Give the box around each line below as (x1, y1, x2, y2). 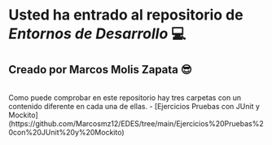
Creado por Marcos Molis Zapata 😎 (8, 63, 193, 77)
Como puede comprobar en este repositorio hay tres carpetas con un (8, 93, 242, 103)
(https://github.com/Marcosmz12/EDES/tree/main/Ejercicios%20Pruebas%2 (8, 119, 265, 128)
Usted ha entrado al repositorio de (8, 6, 243, 24)
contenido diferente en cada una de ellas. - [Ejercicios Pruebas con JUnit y (8, 102, 261, 111)
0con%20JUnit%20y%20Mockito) (8, 128, 125, 137)
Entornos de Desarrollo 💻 (8, 24, 186, 43)
